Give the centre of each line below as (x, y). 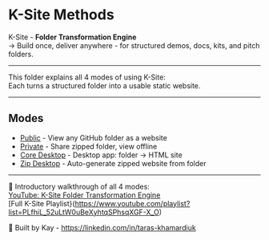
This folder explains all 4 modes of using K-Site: (87, 77)
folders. (21, 54)
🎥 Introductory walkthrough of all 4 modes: (79, 186)
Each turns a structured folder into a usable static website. (104, 85)
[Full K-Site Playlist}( (42, 203)
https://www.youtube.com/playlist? (132, 203)
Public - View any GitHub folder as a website (94, 137)
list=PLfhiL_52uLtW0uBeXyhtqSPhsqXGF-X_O (84, 212)
